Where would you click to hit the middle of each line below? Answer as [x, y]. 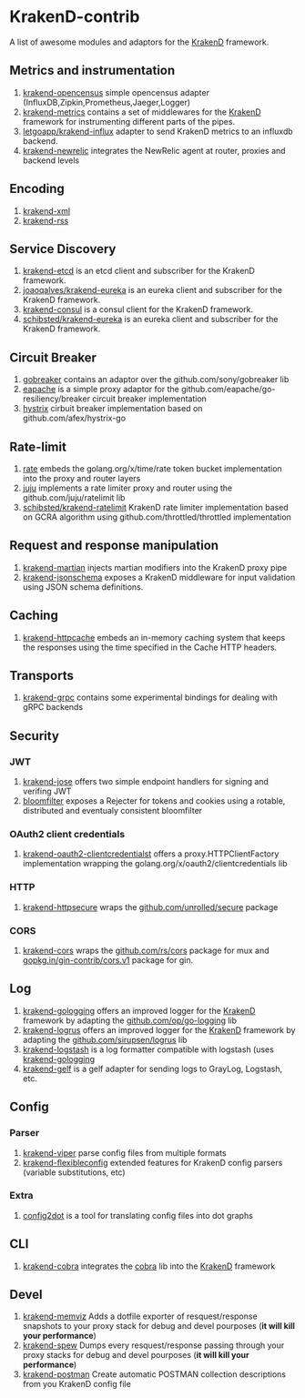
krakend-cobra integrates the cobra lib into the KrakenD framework [149, 1266]
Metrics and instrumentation [92, 71]
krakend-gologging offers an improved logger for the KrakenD [139, 1010]
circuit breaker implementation [150, 399]
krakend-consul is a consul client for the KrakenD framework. [138, 309]
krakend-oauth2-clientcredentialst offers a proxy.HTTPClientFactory [151, 854]
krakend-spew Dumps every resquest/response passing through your [153, 1345]
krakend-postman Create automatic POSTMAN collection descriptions [154, 1374]
